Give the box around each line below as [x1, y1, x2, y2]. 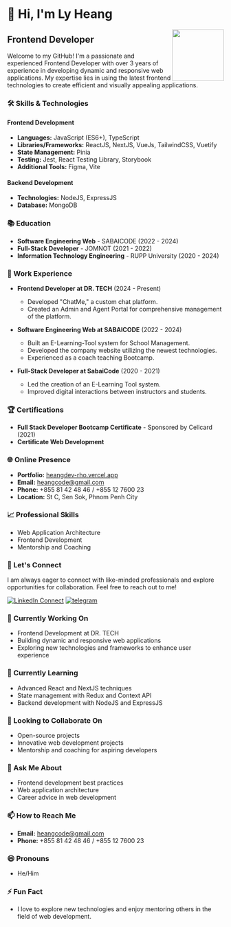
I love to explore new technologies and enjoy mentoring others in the [16, 905, 212, 913]
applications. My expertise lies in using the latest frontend [7, 74, 171, 82]
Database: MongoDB [16, 201, 78, 209]
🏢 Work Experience [7, 268, 73, 278]
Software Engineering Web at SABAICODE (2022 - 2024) [16, 325, 182, 334]
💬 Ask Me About [7, 763, 62, 772]
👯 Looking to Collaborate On [7, 715, 103, 725]
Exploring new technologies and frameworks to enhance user [16, 644, 192, 652]
